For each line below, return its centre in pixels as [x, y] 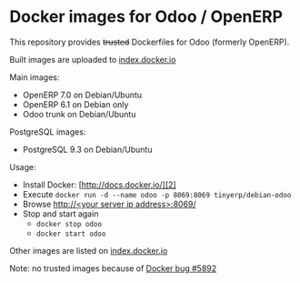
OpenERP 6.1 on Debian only [75, 104]
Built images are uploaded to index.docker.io [93, 59]
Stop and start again [60, 213]
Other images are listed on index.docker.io [89, 250]
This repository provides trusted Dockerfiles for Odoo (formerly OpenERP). [150, 42]
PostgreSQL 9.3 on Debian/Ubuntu [87, 149]
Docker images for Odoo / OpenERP [146, 17]
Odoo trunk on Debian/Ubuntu [79, 114]
